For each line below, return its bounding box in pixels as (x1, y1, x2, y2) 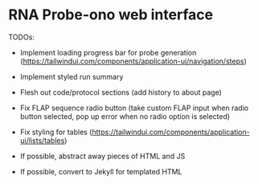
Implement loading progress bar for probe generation (19, 47, 197, 57)
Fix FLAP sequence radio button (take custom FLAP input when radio (19, 103, 249, 112)
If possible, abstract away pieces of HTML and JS (19, 151, 186, 161)
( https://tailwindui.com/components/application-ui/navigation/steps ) (19, 56, 247, 66)
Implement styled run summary (19, 72, 124, 81)
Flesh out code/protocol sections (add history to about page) (19, 87, 223, 97)
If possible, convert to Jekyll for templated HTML (19, 166, 182, 176)
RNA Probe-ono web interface (8, 6, 214, 24)
